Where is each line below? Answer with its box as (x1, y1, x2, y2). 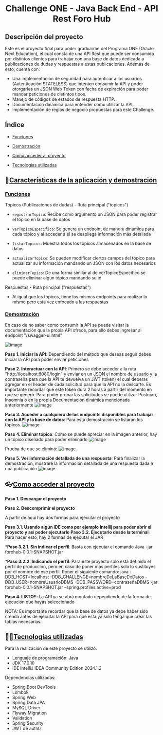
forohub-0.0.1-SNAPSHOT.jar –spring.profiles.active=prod (5, 584, 121, 590)
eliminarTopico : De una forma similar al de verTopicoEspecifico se (12, 270, 146, 276)
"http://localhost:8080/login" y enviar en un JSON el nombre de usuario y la (5, 371, 157, 377)
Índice (5, 121, 24, 129)
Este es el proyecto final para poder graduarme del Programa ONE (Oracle (5, 46, 154, 51)
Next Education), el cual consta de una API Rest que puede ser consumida (5, 51, 154, 56)
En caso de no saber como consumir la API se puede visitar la (5, 322, 129, 328)
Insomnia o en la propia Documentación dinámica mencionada (5, 397, 130, 403)
